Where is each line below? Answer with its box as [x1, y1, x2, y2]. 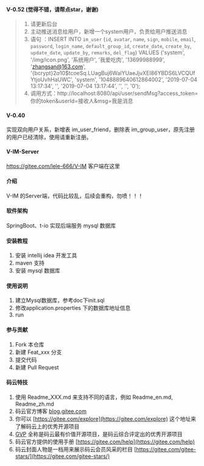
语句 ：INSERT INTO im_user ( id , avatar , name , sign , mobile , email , [30, 35, 196, 43]
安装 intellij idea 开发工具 [15, 252, 77, 259]
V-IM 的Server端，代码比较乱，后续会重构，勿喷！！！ [6, 192, 144, 199]
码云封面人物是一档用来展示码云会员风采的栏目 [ [15, 445, 136, 453]
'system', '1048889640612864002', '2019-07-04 [74, 76, 198, 84]
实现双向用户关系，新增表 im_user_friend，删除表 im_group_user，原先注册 [6, 126, 195, 134]
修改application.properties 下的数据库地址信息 [15, 304, 131, 312]
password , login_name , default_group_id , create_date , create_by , [30, 43, 192, 50]
